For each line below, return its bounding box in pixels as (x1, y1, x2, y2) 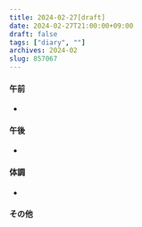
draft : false (9, 29, 58, 38)
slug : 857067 (9, 54, 58, 63)
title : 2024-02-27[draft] (9, 12, 105, 22)
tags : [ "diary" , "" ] (9, 37, 87, 47)
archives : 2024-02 (9, 46, 78, 55)
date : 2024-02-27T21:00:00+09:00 (9, 21, 134, 30)
